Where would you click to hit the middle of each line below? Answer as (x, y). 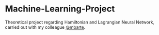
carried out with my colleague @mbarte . (45, 27)
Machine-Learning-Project (60, 9)
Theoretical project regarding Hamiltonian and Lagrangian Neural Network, (80, 22)
